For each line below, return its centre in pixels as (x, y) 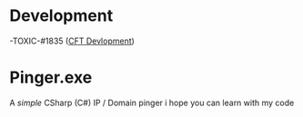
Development (61, 16)
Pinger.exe (51, 78)
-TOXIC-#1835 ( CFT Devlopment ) (72, 41)
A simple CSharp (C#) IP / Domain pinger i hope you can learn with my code (152, 102)
